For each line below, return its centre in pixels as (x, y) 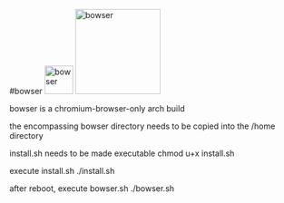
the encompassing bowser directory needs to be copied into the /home (142, 126)
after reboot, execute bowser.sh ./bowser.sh (92, 188)
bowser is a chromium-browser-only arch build (97, 108)
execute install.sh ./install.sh (62, 171)
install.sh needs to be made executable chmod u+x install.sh (122, 153)
